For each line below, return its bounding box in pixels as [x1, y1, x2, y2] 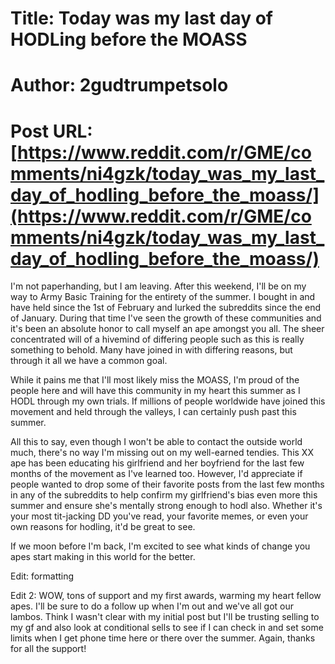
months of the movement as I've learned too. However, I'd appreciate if [10, 468, 303, 480]
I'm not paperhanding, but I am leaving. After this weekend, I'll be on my [10, 280, 307, 292]
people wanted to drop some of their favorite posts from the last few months [10, 478, 325, 491]
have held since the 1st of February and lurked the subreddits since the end [10, 302, 322, 314]
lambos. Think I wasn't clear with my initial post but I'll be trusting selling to [10, 611, 320, 623]
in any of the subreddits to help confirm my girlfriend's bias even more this [10, 489, 318, 501]
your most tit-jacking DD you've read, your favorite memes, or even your [10, 510, 309, 522]
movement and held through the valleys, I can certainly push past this [10, 406, 297, 418]
